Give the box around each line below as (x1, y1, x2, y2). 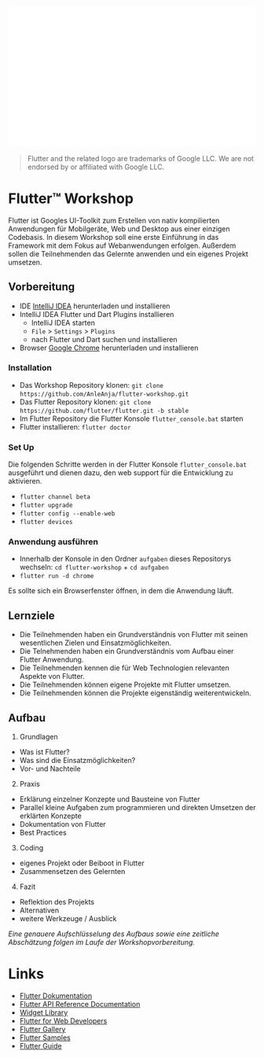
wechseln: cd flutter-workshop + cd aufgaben (19, 562, 169, 572)
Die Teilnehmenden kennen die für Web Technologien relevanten (19, 663, 230, 673)
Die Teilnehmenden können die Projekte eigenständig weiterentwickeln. (19, 688, 251, 698)
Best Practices (19, 828, 67, 838)
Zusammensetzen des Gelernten (19, 867, 126, 876)
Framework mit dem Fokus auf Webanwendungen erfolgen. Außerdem (8, 241, 236, 250)
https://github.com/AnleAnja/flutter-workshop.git (19, 390, 189, 398)
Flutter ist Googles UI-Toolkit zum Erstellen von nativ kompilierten (8, 216, 220, 225)
